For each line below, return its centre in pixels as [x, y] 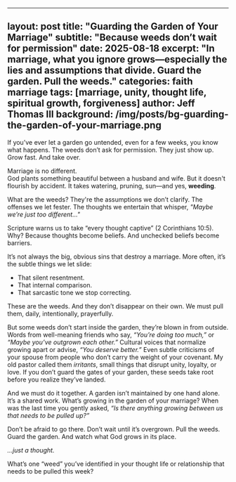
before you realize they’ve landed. [57, 379]
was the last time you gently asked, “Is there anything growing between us [115, 408]
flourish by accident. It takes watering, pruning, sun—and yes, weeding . [112, 185]
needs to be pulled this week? [51, 471]
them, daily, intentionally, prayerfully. [60, 313]
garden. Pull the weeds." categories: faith [100, 82]
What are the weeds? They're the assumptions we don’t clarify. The [105, 199]
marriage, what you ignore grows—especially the [117, 59]
